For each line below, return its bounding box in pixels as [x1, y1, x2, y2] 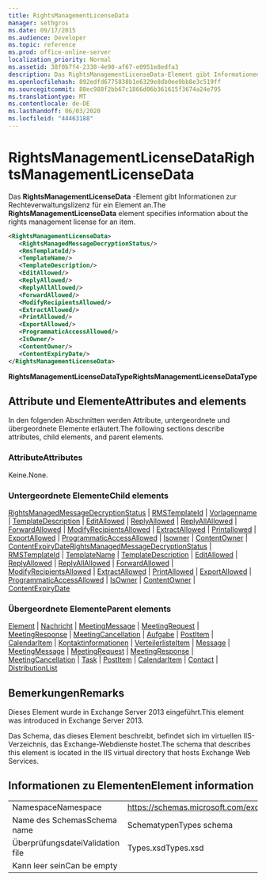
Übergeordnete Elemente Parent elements [8, 603, 172, 614]
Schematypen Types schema [127, 819, 234, 830]
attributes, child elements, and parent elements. [8, 432, 164, 442]
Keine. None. [8, 470, 49, 480]
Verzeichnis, [8, 739, 49, 749]
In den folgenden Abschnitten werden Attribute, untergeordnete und [8, 416, 230, 425]
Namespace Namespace [12, 801, 102, 812]
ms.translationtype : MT [8, 93, 87, 101]
